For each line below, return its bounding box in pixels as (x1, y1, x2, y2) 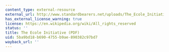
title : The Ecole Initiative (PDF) (5, 30, 80, 35)
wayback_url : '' (5, 40, 39, 45)
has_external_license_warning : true (5, 16, 82, 21)
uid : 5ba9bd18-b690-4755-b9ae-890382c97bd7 (5, 35, 98, 40)
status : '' (5, 26, 28, 31)
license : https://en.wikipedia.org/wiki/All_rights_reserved (5, 21, 136, 26)
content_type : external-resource (5, 7, 75, 12)
